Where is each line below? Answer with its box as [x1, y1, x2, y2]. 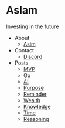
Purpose [23, 84, 44, 91]
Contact [14, 46, 34, 53]
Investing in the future [6, 23, 59, 30]
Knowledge [23, 103, 51, 110]
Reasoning [23, 115, 49, 122]
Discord [23, 53, 43, 60]
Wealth [23, 96, 41, 103]
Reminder [23, 90, 47, 97]
